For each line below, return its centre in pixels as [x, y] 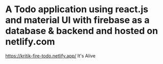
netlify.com [30, 42]
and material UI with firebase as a [77, 20]
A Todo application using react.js [77, 9]
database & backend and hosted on [82, 31]
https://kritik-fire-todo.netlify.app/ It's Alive [51, 56]
